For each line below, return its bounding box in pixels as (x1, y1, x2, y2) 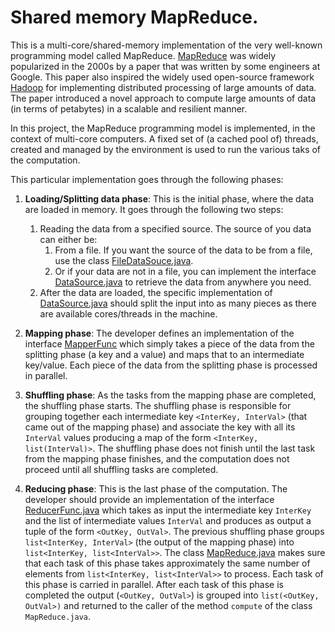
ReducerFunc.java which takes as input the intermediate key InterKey (24, 504, 312, 516)
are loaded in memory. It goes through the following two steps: (24, 203, 284, 215)
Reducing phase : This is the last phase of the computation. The (24, 482, 288, 495)
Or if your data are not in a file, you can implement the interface (54, 265, 317, 277)
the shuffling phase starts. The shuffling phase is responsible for (24, 399, 292, 411)
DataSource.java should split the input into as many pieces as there (39, 297, 317, 309)
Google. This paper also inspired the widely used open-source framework (10, 71, 315, 83)
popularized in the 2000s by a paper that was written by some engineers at (10, 60, 321, 72)
